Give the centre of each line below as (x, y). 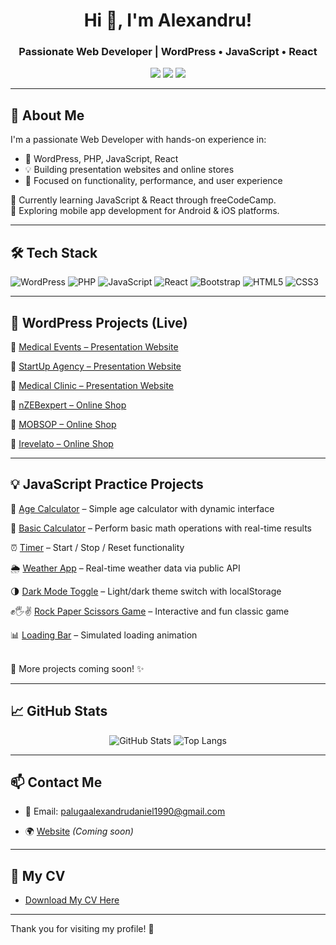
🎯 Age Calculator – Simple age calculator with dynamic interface (142, 508)
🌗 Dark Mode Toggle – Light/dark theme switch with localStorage (146, 591)
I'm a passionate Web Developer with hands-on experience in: (138, 140)
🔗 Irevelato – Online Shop (62, 443)
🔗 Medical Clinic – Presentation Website (92, 385)
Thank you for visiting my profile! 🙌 (82, 929)
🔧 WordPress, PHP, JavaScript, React (101, 159)
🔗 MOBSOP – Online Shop (63, 424)
